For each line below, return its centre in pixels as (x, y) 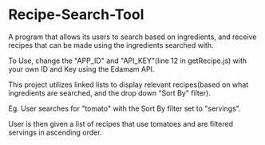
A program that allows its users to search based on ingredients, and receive (132, 37)
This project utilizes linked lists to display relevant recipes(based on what (129, 84)
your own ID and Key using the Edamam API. (81, 69)
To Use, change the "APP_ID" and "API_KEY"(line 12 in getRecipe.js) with (128, 61)
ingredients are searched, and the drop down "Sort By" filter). (110, 92)
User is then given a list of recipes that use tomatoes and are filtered (121, 123)
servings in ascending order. (55, 132)
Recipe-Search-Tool (76, 15)
